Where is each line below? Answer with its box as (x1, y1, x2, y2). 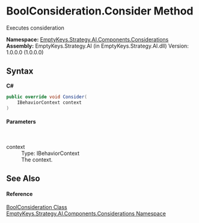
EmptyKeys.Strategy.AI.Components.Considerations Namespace (6, 210, 167, 218)
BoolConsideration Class (6, 204, 67, 211)
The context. (21, 155, 53, 163)
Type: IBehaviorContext (21, 149, 80, 157)
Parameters (6, 118, 36, 125)
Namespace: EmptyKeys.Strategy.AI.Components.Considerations (6, 36, 169, 43)
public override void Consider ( (6, 93, 87, 100)
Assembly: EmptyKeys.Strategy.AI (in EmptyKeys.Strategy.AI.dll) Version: (6, 42, 189, 49)
